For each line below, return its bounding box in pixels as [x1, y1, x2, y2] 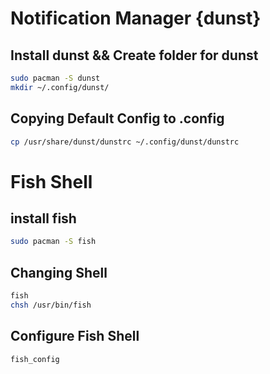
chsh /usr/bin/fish [10, 300, 92, 310]
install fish [10, 210, 77, 227]
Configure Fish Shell [10, 328, 140, 345]
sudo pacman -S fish [10, 237, 97, 247]
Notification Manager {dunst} [10, 7, 262, 30]
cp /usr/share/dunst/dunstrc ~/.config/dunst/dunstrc [10, 137, 240, 147]
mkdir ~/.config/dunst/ [10, 82, 110, 92]
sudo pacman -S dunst [10, 73, 101, 83]
